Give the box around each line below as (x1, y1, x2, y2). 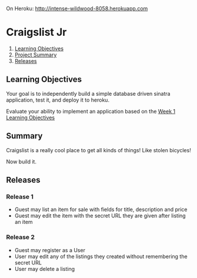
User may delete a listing (14, 265, 75, 272)
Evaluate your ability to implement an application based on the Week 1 (6, 108, 176, 115)
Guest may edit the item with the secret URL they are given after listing (14, 212, 186, 219)
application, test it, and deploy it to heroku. (6, 96, 110, 103)
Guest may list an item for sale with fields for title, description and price (14, 206, 188, 213)
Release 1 (6, 192, 34, 200)
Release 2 (6, 233, 35, 242)
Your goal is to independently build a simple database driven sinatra (6, 90, 171, 97)
